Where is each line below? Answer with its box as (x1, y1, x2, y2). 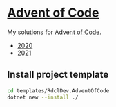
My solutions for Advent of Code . (7, 28, 102, 36)
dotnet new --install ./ (7, 94, 79, 101)
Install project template (7, 69, 109, 81)
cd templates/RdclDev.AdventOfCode (7, 87, 110, 94)
